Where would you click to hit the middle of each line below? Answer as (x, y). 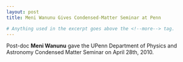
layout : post (23, 12)
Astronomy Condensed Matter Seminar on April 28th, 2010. (80, 52)
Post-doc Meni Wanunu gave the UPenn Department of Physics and (92, 46)
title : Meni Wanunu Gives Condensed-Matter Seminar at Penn (84, 18)
